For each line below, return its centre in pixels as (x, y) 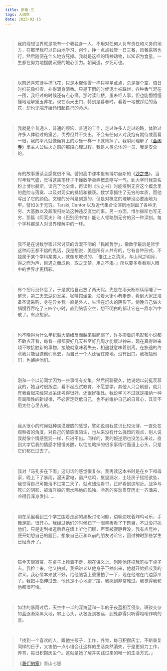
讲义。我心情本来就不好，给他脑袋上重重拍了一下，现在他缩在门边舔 (87, 575)
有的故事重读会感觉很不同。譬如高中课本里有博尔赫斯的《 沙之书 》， (86, 174)
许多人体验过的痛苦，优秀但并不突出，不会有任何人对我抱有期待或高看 (89, 135)
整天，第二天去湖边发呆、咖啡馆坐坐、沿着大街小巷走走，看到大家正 (87, 296)
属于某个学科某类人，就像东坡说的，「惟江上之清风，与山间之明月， (90, 257)
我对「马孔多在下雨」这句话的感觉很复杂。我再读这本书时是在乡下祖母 (89, 471)
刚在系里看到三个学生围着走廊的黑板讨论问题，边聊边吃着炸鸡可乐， (87, 517)
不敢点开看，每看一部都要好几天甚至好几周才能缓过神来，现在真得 (85, 341)
